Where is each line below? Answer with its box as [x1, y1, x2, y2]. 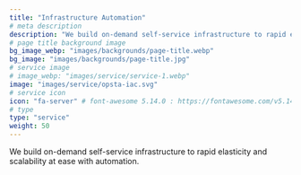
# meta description [9, 22, 82, 31]
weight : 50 [9, 122, 50, 131]
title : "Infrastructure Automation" [9, 13, 146, 22]
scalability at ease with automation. [9, 156, 140, 166]
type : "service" [9, 113, 70, 122]
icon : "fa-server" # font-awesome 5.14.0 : [9, 96, 175, 106]
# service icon [9, 88, 66, 97]
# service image [9, 64, 70, 73]
